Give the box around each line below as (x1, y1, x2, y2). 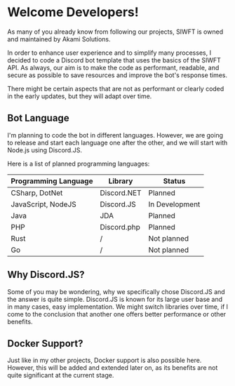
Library (108, 176, 133, 186)
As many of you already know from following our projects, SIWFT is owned (7, 27, 223, 36)
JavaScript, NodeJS (11, 199, 77, 209)
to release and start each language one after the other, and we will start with (7, 138, 228, 147)
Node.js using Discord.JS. (7, 145, 83, 154)
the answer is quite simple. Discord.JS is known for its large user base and (7, 295, 223, 303)
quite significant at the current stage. (7, 371, 114, 380)
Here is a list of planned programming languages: (7, 159, 150, 168)
